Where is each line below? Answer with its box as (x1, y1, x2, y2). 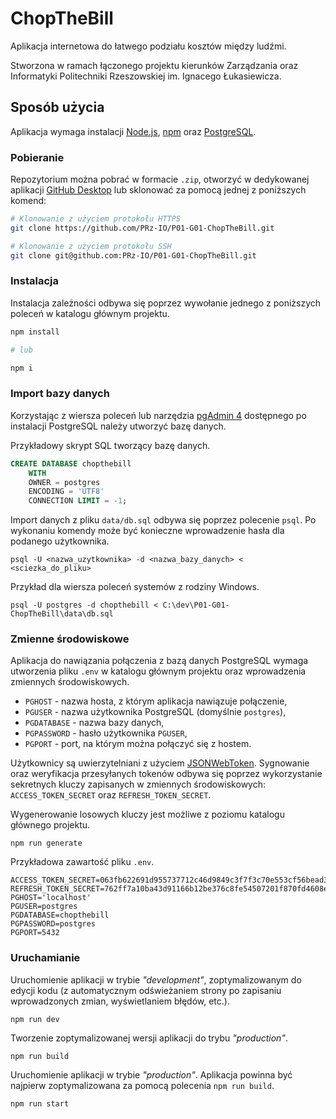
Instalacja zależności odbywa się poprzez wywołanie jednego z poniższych (10, 297, 322, 309)
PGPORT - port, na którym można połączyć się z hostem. (24, 738, 252, 750)
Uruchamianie (10, 951, 81, 965)
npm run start (10, 1098, 70, 1109)
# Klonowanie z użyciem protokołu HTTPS (10, 214, 182, 224)
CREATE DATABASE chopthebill (10, 458, 132, 469)
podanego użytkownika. (10, 535, 110, 547)
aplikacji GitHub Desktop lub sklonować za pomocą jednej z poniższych (10, 184, 307, 196)
